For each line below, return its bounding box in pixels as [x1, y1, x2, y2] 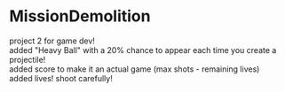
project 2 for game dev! [9, 35, 96, 46]
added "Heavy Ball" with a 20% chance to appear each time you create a [9, 44, 277, 55]
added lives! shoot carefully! [9, 73, 113, 83]
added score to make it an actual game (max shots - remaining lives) [9, 64, 260, 74]
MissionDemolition [9, 6, 151, 27]
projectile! [9, 54, 46, 65]
